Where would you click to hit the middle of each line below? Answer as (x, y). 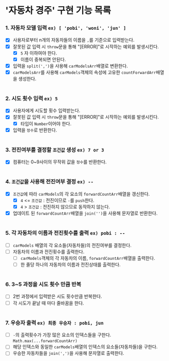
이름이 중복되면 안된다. (43, 59)
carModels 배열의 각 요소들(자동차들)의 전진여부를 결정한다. (72, 245)
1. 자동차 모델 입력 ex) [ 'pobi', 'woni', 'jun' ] (66, 28)
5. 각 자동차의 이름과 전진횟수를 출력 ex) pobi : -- (65, 233)
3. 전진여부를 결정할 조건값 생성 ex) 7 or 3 (55, 149)
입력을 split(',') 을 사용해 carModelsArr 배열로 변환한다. (70, 66)
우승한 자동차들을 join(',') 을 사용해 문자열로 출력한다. (68, 353)
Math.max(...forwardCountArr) (45, 341)
